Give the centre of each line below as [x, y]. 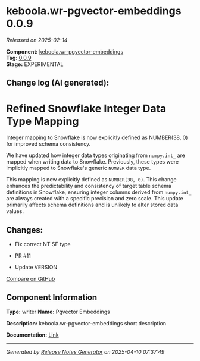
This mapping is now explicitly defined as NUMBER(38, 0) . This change [91, 180]
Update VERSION [36, 267]
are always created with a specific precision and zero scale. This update [95, 199]
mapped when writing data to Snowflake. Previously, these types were [93, 162]
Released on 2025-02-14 [37, 40]
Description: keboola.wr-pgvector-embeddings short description [86, 323]
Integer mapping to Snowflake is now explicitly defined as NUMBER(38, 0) [97, 137]
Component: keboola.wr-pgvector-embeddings [65, 51]
